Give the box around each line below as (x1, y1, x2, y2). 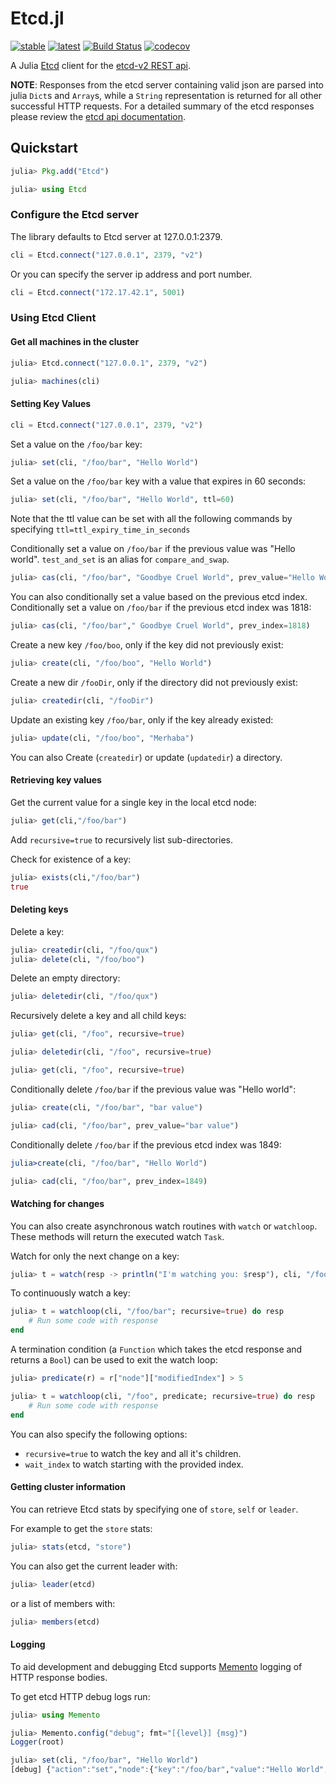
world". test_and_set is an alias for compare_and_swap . (10, 553, 230, 566)
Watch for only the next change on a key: (10, 1250, 180, 1262)
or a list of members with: (10, 1597, 116, 1609)
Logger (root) (10, 1737, 65, 1747)
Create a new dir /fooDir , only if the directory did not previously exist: (10, 676, 298, 688)
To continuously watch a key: (10, 1287, 131, 1299)
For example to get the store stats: (10, 1522, 153, 1534)
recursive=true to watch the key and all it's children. (24, 1447, 242, 1459)
